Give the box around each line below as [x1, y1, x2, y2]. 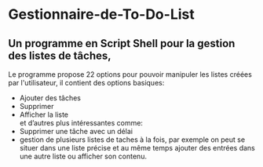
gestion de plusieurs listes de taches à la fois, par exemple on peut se [19, 135, 246, 144]
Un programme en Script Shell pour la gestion [8, 37, 236, 50]
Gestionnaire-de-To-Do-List [8, 5, 195, 24]
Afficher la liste [19, 110, 69, 119]
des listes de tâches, [8, 49, 111, 62]
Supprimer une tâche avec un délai [19, 127, 133, 136]
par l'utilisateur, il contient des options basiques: [8, 78, 165, 87]
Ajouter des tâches [19, 93, 81, 103]
